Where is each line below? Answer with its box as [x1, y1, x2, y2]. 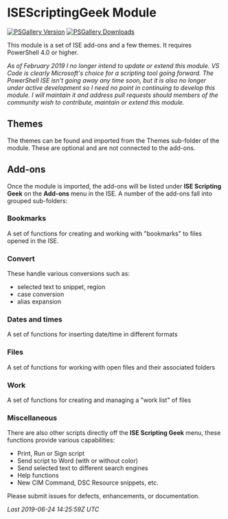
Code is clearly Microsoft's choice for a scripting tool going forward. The [7, 69, 214, 77]
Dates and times [7, 315, 63, 324]
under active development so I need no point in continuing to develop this [7, 83, 216, 92]
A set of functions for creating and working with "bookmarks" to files [7, 229, 203, 237]
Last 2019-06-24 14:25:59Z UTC [7, 505, 100, 513]
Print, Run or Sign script [16, 449, 84, 458]
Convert [7, 253, 36, 263]
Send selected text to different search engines [16, 464, 148, 472]
